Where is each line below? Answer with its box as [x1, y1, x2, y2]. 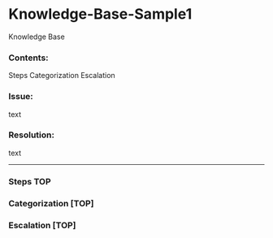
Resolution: [8, 129, 55, 141]
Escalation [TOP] [8, 219, 76, 231]
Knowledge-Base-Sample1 [8, 5, 193, 24]
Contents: [8, 52, 49, 63]
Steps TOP [8, 175, 51, 187]
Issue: [8, 91, 34, 102]
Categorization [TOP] [8, 197, 95, 209]
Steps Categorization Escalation [8, 71, 115, 80]
